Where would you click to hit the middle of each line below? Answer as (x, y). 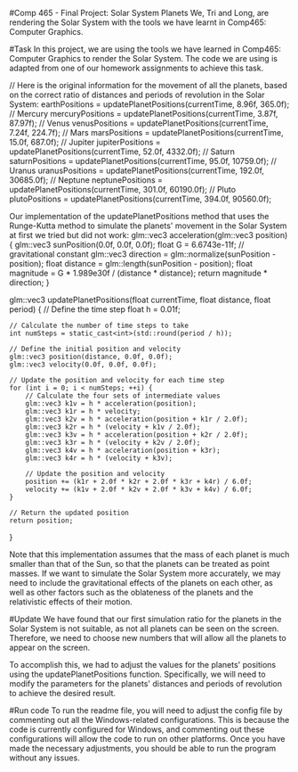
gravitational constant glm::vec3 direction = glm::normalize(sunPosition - (143, 254)
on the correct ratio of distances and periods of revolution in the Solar (137, 94)
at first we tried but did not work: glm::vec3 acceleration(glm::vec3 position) (149, 235)
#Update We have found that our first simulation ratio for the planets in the (145, 619)
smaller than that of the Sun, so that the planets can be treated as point (139, 564)
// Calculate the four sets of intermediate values (123, 396)
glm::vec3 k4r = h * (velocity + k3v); (99, 458)
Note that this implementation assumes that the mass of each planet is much (149, 554)
